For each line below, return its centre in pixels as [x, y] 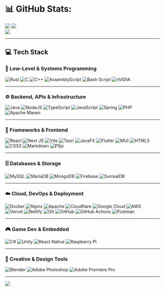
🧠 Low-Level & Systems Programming [51, 69]
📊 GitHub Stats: [39, 9]
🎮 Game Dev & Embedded [37, 229]
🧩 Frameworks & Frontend [37, 130]
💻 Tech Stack [27, 52]
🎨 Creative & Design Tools [36, 259]
